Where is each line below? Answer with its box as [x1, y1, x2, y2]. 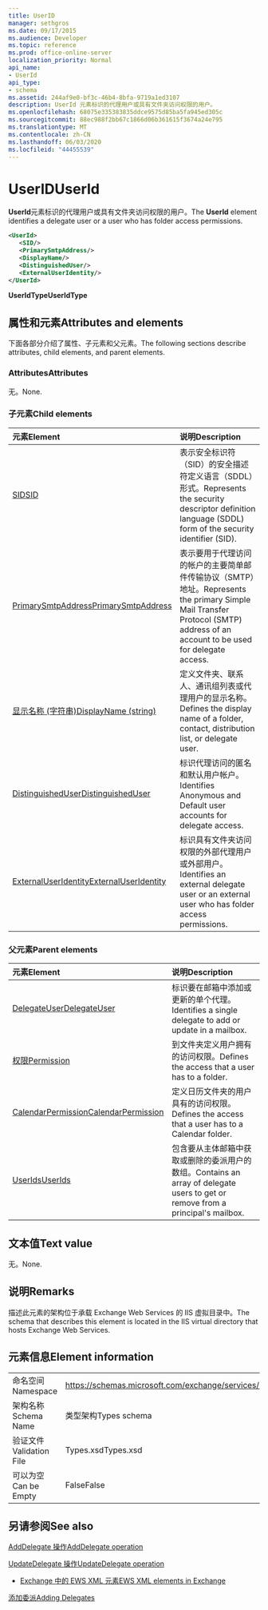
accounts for [179, 809, 227, 821]
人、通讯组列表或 [179, 680, 244, 691]
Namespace [12, 1385, 58, 1397]
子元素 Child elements [8, 408, 93, 419]
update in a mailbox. [171, 1024, 247, 1036]
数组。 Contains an [171, 1167, 241, 1179]
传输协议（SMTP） [187, 571, 255, 582]
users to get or [171, 1187, 227, 1199]
